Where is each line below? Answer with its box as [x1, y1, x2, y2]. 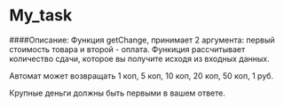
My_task [9, 5, 73, 26]
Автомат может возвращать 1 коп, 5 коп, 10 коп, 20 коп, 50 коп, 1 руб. [9, 70, 273, 80]
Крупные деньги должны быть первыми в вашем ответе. [9, 88, 226, 98]
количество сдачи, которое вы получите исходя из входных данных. [9, 53, 271, 64]
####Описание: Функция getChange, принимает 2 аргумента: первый [9, 34, 275, 45]
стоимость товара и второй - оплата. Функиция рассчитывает [9, 43, 246, 54]
